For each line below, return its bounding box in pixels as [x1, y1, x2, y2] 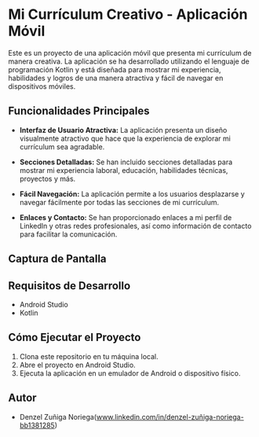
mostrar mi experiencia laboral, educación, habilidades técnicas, [19, 165, 228, 174]
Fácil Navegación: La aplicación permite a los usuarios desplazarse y [19, 189, 245, 198]
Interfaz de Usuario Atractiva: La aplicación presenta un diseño [19, 125, 228, 134]
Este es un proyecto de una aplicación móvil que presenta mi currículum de [8, 48, 252, 57]
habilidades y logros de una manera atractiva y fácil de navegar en [8, 73, 224, 83]
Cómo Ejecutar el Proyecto [8, 331, 141, 344]
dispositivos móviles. [8, 81, 76, 91]
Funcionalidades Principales [8, 105, 150, 118]
